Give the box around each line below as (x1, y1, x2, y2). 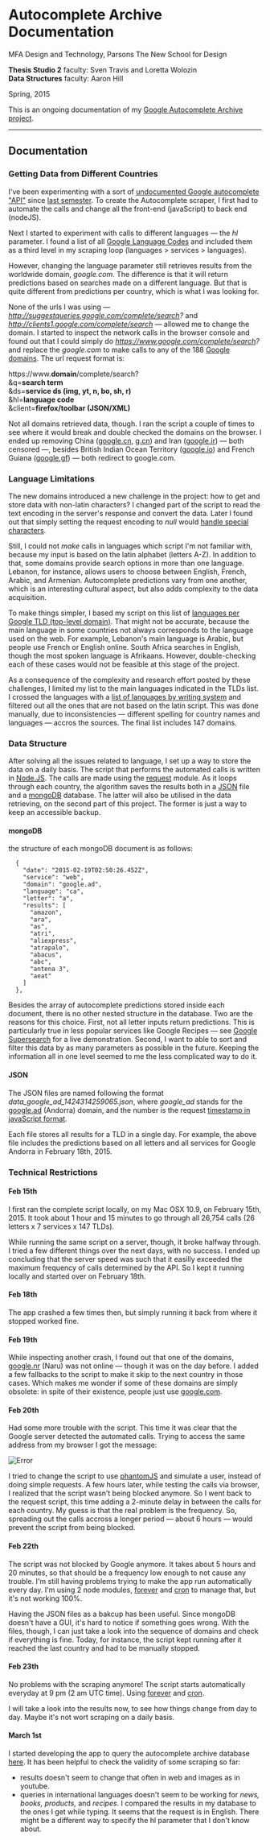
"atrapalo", (29, 944, 70, 952)
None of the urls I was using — (8, 302, 111, 312)
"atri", (29, 930, 56, 938)
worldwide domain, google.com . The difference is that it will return (8, 269, 229, 279)
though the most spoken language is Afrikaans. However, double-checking (8, 651, 256, 660)
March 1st (8, 1730, 42, 1740)
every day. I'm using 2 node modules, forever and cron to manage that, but (8, 1585, 256, 1594)
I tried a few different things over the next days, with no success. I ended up (8, 1246, 260, 1255)
